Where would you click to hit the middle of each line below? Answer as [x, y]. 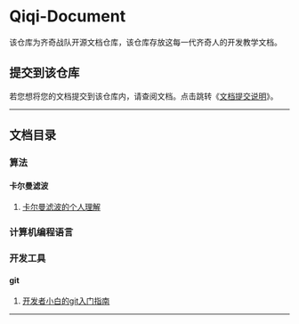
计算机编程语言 [41, 232]
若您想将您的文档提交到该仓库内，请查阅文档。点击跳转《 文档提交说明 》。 [144, 96]
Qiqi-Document [68, 16]
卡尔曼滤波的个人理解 [61, 207]
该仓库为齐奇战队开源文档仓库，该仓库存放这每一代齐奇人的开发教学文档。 [145, 42]
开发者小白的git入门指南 [66, 301]
